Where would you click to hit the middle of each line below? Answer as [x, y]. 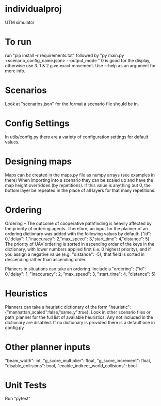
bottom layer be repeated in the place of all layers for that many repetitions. [80, 190]
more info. [15, 71]
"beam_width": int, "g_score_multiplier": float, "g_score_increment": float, [78, 360]
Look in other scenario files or [121, 312]
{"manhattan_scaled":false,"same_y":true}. [48, 312]
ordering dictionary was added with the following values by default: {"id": [78, 234]
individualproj [33, 9]
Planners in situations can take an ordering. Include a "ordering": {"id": [76, 269]
